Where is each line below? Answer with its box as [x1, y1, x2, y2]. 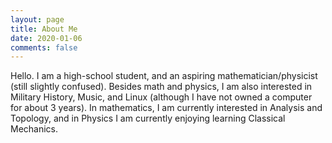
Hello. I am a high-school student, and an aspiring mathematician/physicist [10, 70, 318, 82]
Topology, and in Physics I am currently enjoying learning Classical [10, 112, 286, 125]
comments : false [10, 42, 78, 53]
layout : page [10, 14, 65, 25]
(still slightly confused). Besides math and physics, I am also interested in [10, 81, 313, 93]
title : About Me [10, 24, 78, 34]
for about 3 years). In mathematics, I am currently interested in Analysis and [10, 102, 323, 114]
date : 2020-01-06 [10, 33, 83, 43]
